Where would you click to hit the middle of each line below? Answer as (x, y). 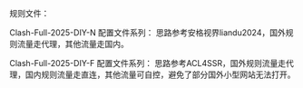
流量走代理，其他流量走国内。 (73, 44)
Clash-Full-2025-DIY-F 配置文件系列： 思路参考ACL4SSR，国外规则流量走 (148, 63)
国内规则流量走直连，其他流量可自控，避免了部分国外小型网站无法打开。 (160, 74)
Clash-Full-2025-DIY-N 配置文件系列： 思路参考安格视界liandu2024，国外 (147, 33)
